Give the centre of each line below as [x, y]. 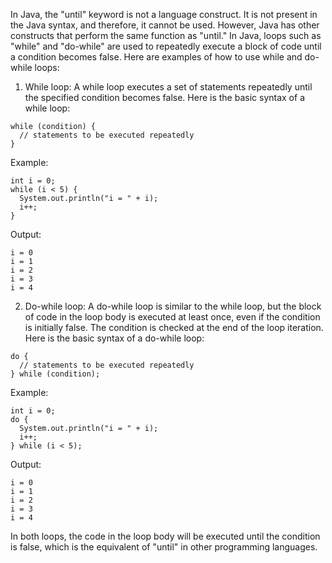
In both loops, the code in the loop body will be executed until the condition [165, 536]
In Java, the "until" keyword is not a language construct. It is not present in [164, 14]
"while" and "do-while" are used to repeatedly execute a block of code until [166, 46]
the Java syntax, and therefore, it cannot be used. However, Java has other [165, 25]
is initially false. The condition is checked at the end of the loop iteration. [174, 327]
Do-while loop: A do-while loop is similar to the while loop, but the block [173, 306]
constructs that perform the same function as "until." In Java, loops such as [166, 35]
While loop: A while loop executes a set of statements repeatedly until [168, 87]
